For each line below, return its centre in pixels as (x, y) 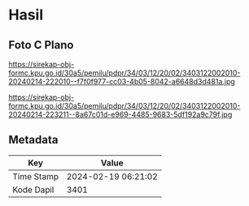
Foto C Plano (41, 45)
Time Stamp (36, 176)
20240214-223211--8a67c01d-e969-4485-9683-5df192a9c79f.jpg (120, 114)
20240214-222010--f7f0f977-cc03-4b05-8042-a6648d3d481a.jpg (122, 82)
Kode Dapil (33, 190)
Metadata (33, 140)
